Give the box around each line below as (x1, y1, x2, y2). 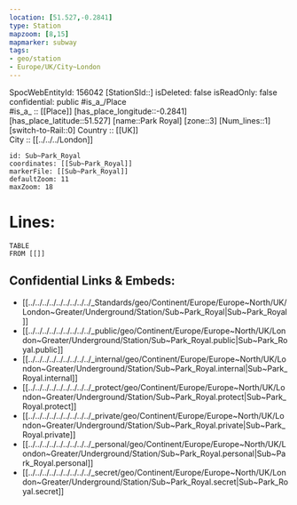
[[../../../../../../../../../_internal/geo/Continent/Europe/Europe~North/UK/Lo (21, 353, 286, 365)
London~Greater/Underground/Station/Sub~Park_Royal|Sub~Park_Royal (21, 306, 288, 317)
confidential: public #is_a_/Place (9, 96, 127, 107)
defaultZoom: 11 (9, 174, 69, 183)
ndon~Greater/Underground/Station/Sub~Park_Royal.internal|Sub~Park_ (21, 363, 288, 373)
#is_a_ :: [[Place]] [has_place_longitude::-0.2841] (9, 106, 188, 116)
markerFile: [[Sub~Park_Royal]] (9, 166, 129, 176)
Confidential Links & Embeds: (9, 273, 176, 289)
